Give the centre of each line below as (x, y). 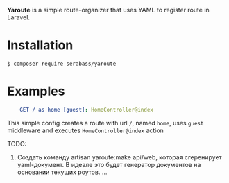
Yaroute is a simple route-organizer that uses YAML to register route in (108, 10)
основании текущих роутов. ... (62, 172)
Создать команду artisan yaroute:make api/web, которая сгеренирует (119, 157)
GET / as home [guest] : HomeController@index (87, 110)
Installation (40, 45)
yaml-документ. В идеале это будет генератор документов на (109, 164)
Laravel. (18, 17)
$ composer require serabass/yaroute (62, 64)
